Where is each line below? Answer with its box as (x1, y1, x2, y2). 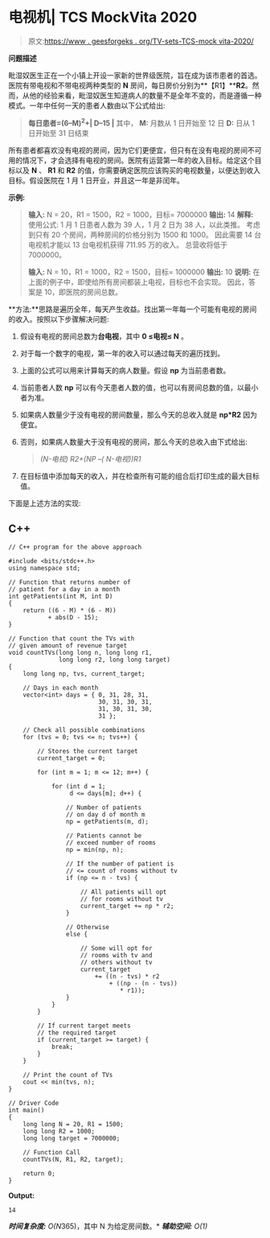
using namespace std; (8, 565, 81, 573)
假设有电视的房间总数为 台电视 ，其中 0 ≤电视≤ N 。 (19, 331, 189, 341)
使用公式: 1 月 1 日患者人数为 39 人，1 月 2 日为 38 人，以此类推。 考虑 (27, 220, 261, 229)
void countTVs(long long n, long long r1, (8, 649, 153, 657)
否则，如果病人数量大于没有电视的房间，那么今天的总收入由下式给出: (19, 437, 247, 446)
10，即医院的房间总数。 (43, 287, 123, 297)
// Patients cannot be (65, 832, 142, 840)
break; (51, 1043, 74, 1051)
